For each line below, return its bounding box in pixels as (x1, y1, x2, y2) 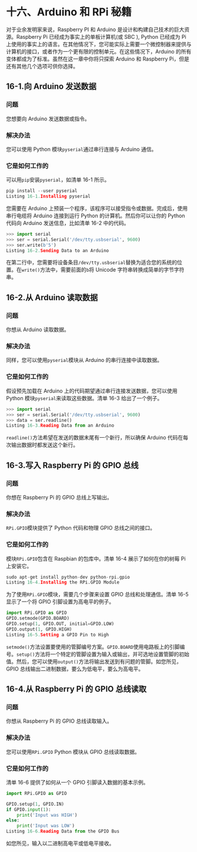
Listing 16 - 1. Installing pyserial (6, 193, 91, 200)
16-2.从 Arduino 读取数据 (6, 292, 98, 303)
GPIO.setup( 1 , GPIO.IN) (6, 801, 65, 807)
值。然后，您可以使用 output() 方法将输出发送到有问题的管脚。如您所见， (6, 658, 182, 665)
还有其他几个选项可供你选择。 (6, 62, 78, 69)
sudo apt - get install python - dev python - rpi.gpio (6, 574, 131, 580)
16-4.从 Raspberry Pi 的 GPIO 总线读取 (6, 684, 147, 694)
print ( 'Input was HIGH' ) (16, 812, 78, 818)
